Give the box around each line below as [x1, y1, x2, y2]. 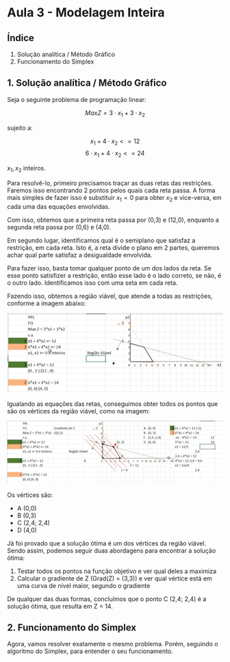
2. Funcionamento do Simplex [7, 622, 137, 634]
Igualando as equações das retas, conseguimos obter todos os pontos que [7, 400, 218, 408]
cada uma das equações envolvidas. [7, 202, 111, 210]
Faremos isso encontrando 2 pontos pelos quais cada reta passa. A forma [7, 186, 216, 194]
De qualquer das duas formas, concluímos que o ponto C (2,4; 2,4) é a [7, 594, 207, 603]
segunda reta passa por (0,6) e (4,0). [7, 222, 112, 231]
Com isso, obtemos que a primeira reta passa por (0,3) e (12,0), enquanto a [7, 216, 219, 224]
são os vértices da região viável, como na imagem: [7, 407, 151, 415]
